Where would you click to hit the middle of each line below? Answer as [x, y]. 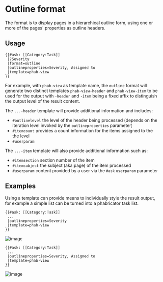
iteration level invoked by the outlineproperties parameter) [72, 125]
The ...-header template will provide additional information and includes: [79, 110]
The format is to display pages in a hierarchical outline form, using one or [79, 23]
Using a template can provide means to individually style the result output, [80, 198]
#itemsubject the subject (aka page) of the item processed [71, 165]
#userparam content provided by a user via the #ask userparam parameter [85, 170]
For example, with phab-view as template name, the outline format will [76, 85]
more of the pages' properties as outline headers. [55, 28]
